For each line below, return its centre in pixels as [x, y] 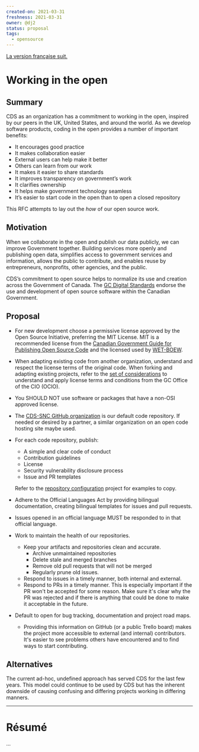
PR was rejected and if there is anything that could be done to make [106, 597]
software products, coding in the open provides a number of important [92, 129]
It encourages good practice [49, 147]
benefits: [17, 135]
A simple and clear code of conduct [67, 451]
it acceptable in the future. [56, 603]
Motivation [27, 227]
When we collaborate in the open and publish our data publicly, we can [93, 242]
